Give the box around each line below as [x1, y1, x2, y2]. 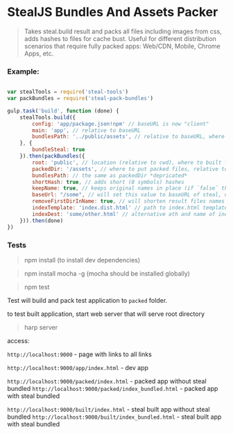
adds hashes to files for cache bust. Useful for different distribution [24, 34, 217, 42]
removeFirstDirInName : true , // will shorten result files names [32, 198, 225, 205]
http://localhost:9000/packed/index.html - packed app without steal [7, 376, 207, 385]
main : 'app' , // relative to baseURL [32, 126, 141, 134]
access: [7, 336, 30, 344]
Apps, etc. [24, 49, 54, 58]
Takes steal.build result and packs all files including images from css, [24, 27, 222, 35]
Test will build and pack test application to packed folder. [7, 296, 168, 304]
